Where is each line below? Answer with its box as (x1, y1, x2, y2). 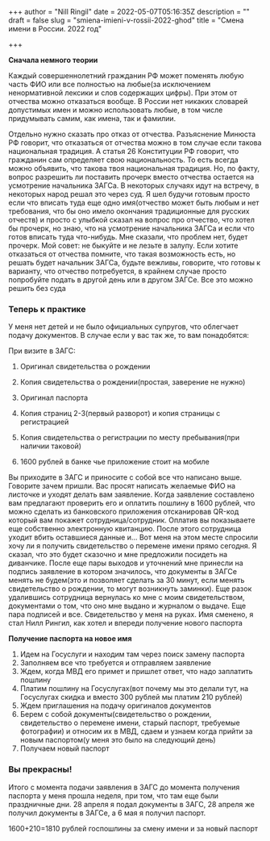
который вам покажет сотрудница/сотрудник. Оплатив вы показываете (8, 515, 255, 525)
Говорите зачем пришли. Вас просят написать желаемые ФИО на (8, 481, 236, 491)
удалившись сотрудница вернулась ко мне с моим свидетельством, (8, 593, 245, 602)
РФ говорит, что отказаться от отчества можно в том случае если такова (8, 138, 262, 148)
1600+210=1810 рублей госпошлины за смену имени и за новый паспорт (8, 823, 259, 833)
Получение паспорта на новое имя (8, 634, 132, 643)
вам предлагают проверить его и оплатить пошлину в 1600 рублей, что (8, 498, 255, 508)
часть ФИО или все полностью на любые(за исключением (8, 80, 211, 89)
